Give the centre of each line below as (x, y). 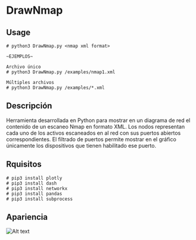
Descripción (29, 106)
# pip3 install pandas (34, 194)
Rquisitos (24, 164)
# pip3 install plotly (34, 178)
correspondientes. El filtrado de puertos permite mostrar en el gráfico (91, 139)
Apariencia (27, 217)
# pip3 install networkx (37, 188)
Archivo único (24, 67)
